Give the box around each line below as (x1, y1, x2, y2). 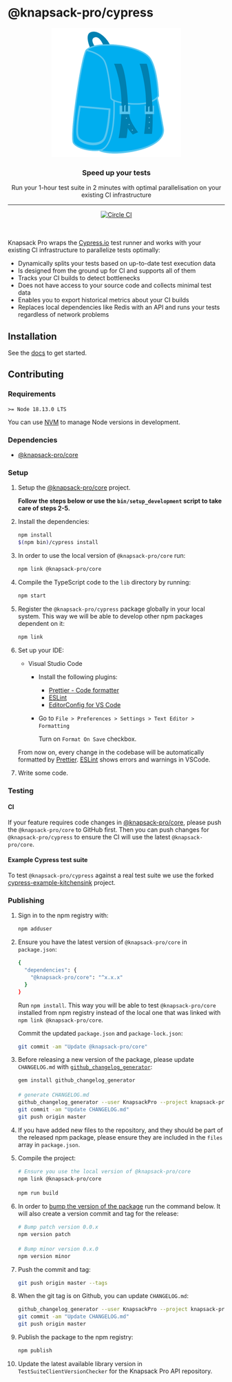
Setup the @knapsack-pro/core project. (17, 483, 131, 492)
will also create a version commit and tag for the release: (17, 1210, 179, 1218)
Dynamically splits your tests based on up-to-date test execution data (17, 260, 216, 268)
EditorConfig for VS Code (48, 700, 121, 709)
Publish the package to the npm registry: (17, 1333, 134, 1341)
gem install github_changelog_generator (17, 1077, 136, 1084)
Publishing (8, 895, 45, 905)
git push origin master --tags (17, 1279, 108, 1286)
